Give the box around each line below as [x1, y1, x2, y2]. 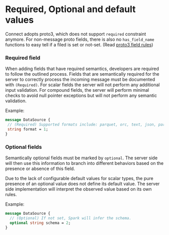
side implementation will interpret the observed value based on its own [5, 186, 152, 192]
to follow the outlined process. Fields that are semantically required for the [5, 71, 159, 77]
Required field [5, 54, 40, 61]
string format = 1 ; [7, 127, 49, 132]
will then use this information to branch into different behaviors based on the [5, 160, 164, 166]
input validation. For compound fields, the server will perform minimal [5, 87, 149, 93]
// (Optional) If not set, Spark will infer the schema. [10, 215, 132, 220]
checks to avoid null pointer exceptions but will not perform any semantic [5, 92, 157, 99]
